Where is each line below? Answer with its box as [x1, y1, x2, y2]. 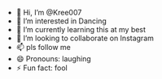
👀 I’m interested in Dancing [15, 16, 107, 26]
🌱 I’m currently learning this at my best [15, 25, 147, 34]
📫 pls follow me [15, 43, 72, 52]
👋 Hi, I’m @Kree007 [15, 8, 82, 17]
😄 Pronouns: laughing [15, 54, 91, 64]
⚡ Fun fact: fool [15, 63, 68, 73]
